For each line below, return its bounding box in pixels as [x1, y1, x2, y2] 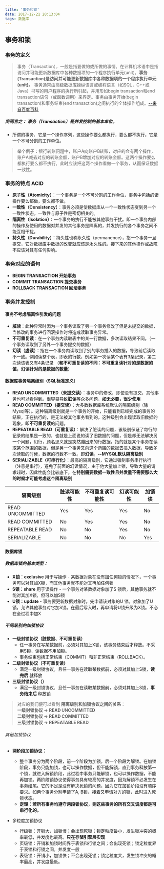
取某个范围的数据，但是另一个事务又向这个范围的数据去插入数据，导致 [12, 445, 154, 451]
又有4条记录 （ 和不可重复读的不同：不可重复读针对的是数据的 [29, 360, 153, 366]
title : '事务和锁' [5, 7, 40, 12]
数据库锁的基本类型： [5, 561, 48, 567]
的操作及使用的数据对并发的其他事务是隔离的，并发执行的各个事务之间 [12, 223, 154, 229]
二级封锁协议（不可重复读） [12, 660, 68, 666]
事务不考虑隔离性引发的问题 [5, 311, 61, 317]
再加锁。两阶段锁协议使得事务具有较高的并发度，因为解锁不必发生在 [19, 777, 157, 782]
